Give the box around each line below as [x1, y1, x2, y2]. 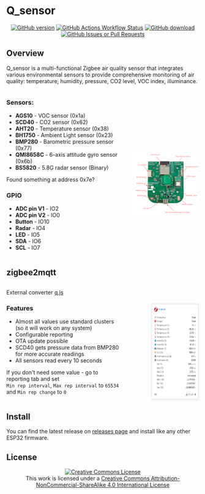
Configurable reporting [15, 331, 73, 339]
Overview [6, 48, 45, 59]
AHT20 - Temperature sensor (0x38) [15, 125, 109, 132]
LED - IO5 [15, 231, 40, 239]
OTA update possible [15, 337, 69, 345]
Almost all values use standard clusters [15, 318, 114, 325]
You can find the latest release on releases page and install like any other [6, 428, 191, 435]
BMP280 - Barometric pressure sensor [15, 138, 114, 146]
